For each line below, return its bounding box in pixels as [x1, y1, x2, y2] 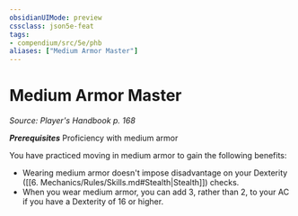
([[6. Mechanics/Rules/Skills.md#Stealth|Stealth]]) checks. [22, 177, 240, 188]
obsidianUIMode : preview [9, 13, 102, 22]
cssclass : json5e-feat [9, 22, 94, 31]
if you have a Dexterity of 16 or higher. [22, 196, 164, 207]
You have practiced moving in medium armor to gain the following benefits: [9, 150, 287, 161]
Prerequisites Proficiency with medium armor [9, 132, 179, 144]
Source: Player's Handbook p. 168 [9, 115, 136, 126]
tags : [9, 30, 30, 39]
